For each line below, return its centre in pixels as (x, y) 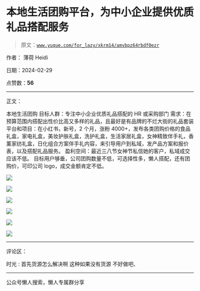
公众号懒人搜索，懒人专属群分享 (45, 282)
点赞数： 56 (20, 83)
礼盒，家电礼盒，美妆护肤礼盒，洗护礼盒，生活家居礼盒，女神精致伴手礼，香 (100, 136)
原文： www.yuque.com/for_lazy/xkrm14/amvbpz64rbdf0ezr (90, 45)
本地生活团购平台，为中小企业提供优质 (100, 12)
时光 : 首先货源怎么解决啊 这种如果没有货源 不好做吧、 (72, 264)
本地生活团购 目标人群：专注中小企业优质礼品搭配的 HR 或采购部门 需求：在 (99, 113)
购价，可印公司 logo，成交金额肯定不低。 (57, 166)
